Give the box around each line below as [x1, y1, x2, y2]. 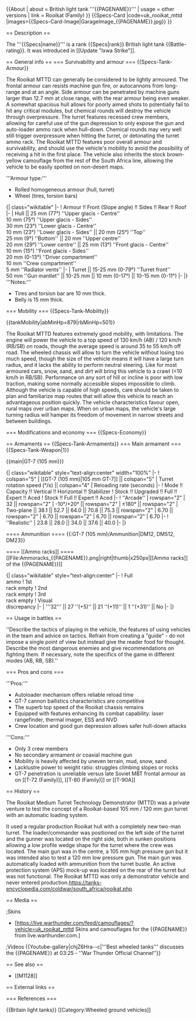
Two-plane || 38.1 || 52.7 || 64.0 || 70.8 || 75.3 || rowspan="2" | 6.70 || [6, 507, 174, 514]
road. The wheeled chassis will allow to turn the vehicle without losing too [6, 349, 184, 356]
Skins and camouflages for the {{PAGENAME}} [75, 926, 188, 933]
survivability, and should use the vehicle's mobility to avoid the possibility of [6, 144, 190, 151]
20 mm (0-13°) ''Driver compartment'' [6, 254, 98, 261]
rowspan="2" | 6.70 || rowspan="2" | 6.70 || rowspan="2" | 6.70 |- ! [6, 513, 169, 519]
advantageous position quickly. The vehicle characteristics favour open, [6, 399, 180, 406]
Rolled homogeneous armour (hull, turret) [14, 186, 115, 193]
